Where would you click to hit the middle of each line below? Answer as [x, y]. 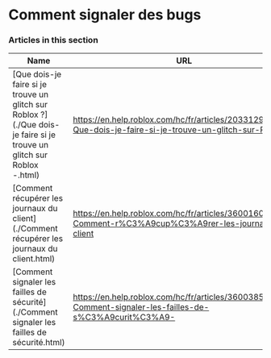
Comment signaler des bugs [105, 15]
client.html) [34, 259]
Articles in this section [53, 40]
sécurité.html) [39, 343]
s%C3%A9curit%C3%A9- [124, 318]
